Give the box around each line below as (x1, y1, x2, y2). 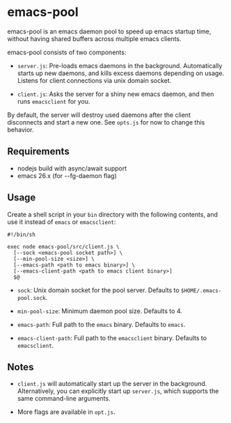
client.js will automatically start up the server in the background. (17, 380, 207, 388)
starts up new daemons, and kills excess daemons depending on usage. (17, 69, 225, 77)
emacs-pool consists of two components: (7, 48, 127, 56)
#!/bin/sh (7, 231, 36, 238)
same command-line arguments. (17, 394, 111, 403)
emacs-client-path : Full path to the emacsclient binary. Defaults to (17, 333, 207, 342)
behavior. (7, 125, 34, 134)
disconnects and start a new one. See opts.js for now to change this (7, 118, 205, 126)
